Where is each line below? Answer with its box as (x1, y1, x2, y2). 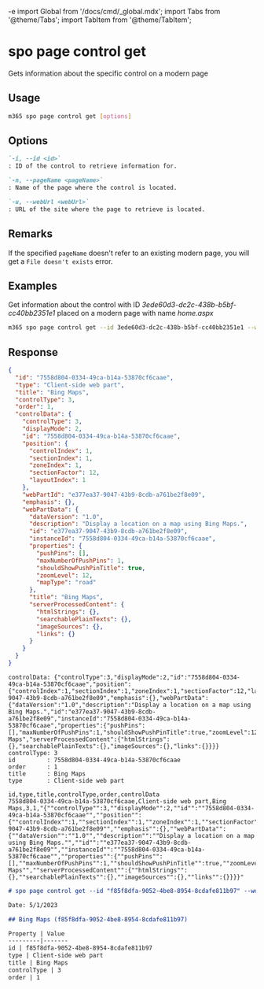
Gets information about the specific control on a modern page (8, 69, 208, 78)
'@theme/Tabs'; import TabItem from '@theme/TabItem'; (8, 15, 192, 24)
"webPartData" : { (22, 506, 79, 513)
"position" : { (22, 439, 68, 447)
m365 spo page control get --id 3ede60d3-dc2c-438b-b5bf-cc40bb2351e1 (8, 324, 244, 332)
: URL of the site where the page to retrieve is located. (8, 205, 206, 213)
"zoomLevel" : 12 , (36, 571, 93, 580)
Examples (8, 279, 57, 292)
